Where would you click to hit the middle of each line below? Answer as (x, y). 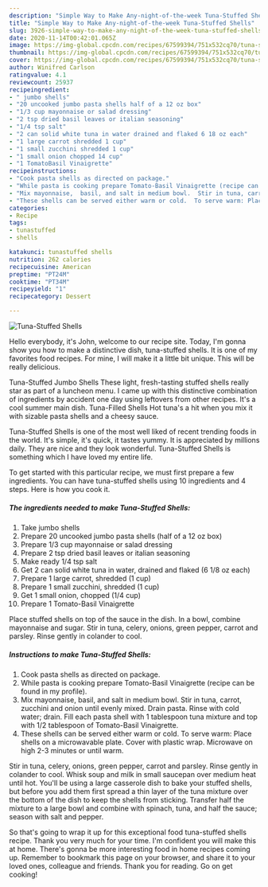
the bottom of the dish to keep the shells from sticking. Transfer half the (127, 799)
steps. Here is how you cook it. (60, 489)
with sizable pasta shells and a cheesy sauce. (84, 416)
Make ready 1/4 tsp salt (59, 561)
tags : (18, 223)
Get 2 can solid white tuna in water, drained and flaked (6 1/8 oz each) (135, 569)
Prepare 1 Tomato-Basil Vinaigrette (77, 604)
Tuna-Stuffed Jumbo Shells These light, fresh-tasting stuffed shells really (129, 382)
